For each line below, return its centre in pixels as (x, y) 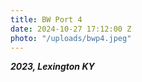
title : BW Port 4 (46, 19)
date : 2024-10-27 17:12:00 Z (71, 29)
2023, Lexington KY (52, 67)
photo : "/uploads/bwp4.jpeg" (71, 38)
